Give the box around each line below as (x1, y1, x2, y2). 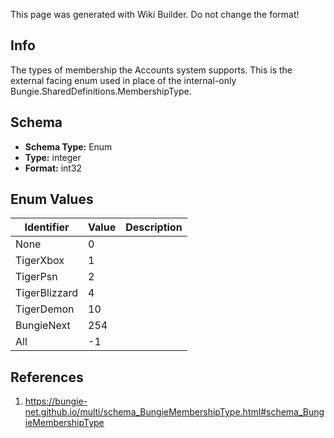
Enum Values (10, 191, 94, 208)
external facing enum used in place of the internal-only (10, 74, 237, 86)
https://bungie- (24, 395, 88, 408)
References (10, 369, 84, 386)
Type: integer (24, 151, 82, 163)
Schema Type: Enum (24, 140, 113, 153)
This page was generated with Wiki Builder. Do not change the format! (10, 9, 300, 20)
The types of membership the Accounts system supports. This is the (10, 64, 293, 76)
